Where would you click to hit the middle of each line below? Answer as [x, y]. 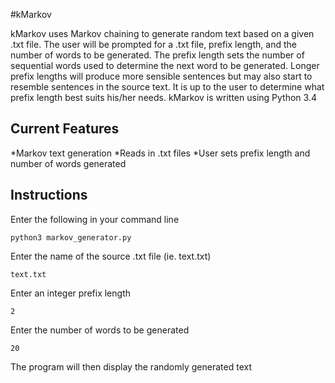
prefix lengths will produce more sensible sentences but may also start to [161, 76]
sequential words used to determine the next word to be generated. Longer [165, 65]
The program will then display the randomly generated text [131, 366]
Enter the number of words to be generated [100, 330]
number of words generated [68, 163]
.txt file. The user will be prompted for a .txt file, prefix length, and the [153, 44]
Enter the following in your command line [95, 219]
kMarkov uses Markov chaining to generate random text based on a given [162, 33]
